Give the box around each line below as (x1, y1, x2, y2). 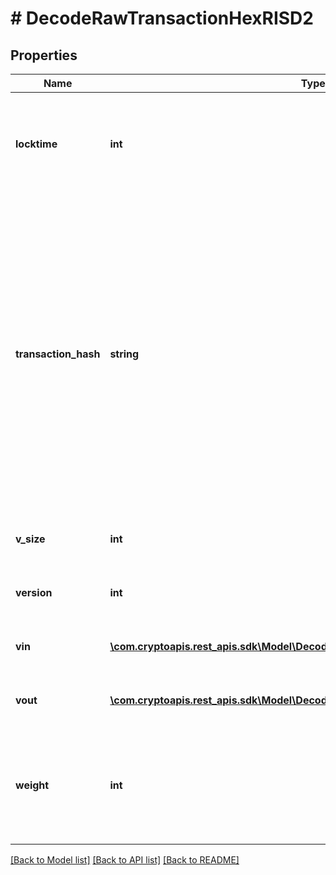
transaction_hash (15, 347, 101, 361)
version (15, 586, 53, 599)
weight (15, 778, 50, 792)
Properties (10, 47, 78, 64)
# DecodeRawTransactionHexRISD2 (10, 7, 314, 30)
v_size (15, 532, 46, 546)
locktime (15, 137, 58, 151)
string (109, 347, 140, 361)
